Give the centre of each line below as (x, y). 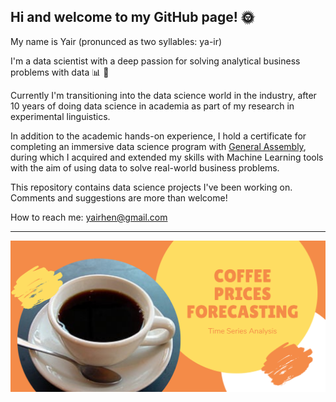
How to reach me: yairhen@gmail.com (89, 217)
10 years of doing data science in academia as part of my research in (152, 106)
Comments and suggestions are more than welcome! (119, 197)
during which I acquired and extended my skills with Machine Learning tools (167, 157)
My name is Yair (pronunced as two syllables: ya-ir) (116, 41)
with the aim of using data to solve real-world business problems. (145, 167)
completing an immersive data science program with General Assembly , (158, 146)
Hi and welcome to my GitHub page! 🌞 (132, 17)
